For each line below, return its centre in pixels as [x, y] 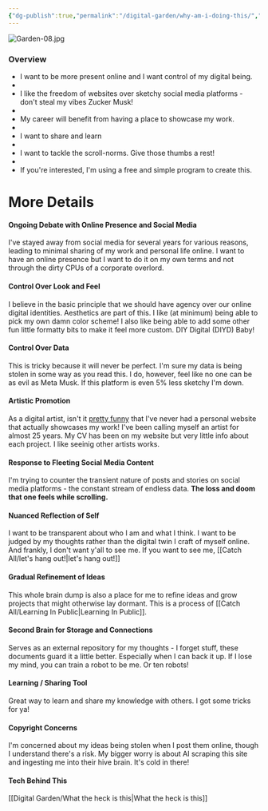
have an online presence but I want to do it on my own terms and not [121, 260]
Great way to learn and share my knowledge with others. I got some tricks [130, 701]
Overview [28, 59]
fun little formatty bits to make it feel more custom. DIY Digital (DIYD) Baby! [132, 329]
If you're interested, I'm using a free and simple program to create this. [136, 169]
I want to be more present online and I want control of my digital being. [136, 76]
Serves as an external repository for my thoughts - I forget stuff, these [124, 647]
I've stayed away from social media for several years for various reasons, [128, 243]
